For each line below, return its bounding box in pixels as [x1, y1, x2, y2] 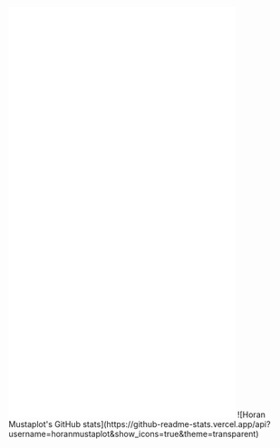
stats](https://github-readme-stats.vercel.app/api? [82, 418, 271, 429]
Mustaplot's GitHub [8, 418, 81, 429]
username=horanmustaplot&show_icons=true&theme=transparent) [8, 428, 259, 439]
